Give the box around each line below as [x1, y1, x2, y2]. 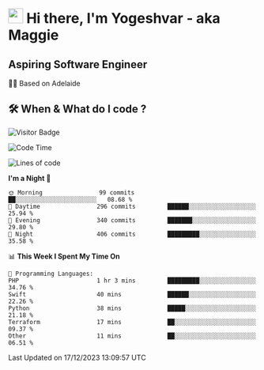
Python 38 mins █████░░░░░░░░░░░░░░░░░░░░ [8, 304, 257, 312]
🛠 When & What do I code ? [8, 103, 147, 116]
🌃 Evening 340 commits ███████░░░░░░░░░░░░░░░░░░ [8, 216, 257, 225]
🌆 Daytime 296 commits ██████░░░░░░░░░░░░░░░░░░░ [8, 202, 257, 210]
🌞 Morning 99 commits [8, 188, 135, 197]
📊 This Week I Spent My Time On [8, 251, 120, 261]
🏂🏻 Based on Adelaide [8, 79, 81, 88]
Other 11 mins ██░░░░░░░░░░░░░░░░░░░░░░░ [8, 332, 257, 340]
